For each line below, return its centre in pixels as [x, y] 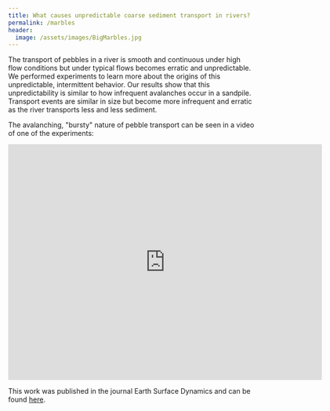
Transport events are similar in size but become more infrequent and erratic [130, 101]
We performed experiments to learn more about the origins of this [114, 76]
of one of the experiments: [51, 134]
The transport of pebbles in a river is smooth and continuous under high [125, 60]
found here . [27, 400]
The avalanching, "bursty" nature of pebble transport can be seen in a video [131, 125]
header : [21, 30]
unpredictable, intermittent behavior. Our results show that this [109, 85]
